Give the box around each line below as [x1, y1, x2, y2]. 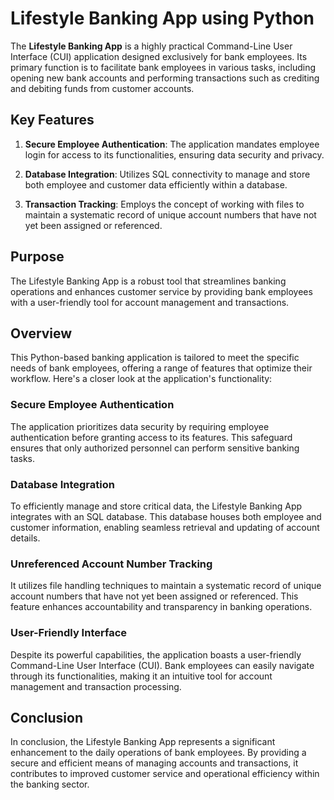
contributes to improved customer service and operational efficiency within [10, 768, 320, 780]
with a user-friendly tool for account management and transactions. [10, 296, 290, 308]
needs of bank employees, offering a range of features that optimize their [10, 362, 313, 374]
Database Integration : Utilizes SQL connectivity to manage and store [24, 168, 311, 180]
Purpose [10, 248, 65, 266]
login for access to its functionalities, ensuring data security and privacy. [24, 148, 325, 161]
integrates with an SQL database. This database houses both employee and [10, 510, 322, 522]
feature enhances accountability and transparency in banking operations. [10, 601, 313, 613]
